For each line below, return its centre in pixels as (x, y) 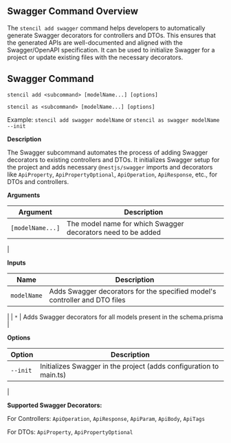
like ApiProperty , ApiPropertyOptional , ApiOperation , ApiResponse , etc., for (112, 174)
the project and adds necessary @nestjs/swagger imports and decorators (110, 167)
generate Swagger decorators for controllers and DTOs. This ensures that (111, 35)
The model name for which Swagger (125, 223)
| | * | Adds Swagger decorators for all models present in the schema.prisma (115, 317)
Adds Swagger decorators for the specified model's (133, 291)
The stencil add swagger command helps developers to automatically (106, 28)
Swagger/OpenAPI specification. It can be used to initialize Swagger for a (111, 50)
